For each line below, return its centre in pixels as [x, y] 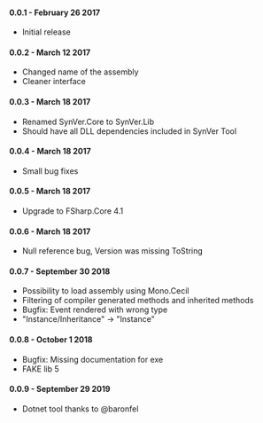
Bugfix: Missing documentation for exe [93, 359]
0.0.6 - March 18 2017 [50, 231]
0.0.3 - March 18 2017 [50, 102]
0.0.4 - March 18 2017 [50, 152]
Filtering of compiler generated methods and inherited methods [138, 301]
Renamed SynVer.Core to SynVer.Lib [88, 121]
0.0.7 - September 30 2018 [60, 271]
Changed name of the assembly [80, 72]
